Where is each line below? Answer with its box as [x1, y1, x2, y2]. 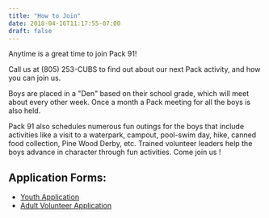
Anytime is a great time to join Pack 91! [8, 49, 137, 59]
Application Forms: [8, 170, 107, 184]
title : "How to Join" [8, 11, 82, 20]
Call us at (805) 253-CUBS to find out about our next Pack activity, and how [8, 65, 261, 74]
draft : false [8, 27, 53, 35]
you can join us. [8, 73, 61, 83]
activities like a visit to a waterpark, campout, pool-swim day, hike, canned [8, 130, 257, 140]
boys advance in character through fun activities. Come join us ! [8, 147, 221, 157]
